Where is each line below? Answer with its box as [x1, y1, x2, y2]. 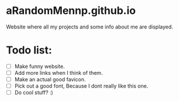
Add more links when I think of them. [14, 69, 103, 76]
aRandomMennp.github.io [6, 4, 136, 17]
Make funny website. [14, 63, 65, 70]
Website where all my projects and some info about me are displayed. [6, 23, 173, 30]
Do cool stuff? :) [14, 89, 54, 96]
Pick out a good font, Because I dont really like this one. [14, 82, 149, 89]
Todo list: [6, 44, 52, 57]
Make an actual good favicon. [14, 76, 86, 82]
